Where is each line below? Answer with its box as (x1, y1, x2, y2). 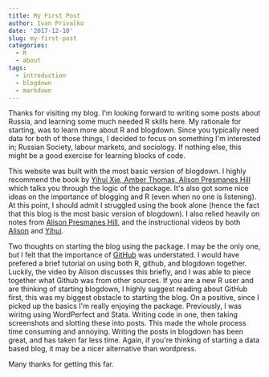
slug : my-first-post (8, 34, 78, 43)
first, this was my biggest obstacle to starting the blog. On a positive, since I (8, 293, 259, 302)
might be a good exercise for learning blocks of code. (8, 151, 186, 160)
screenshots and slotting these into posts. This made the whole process (8, 318, 247, 328)
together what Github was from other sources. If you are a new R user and (8, 276, 255, 286)
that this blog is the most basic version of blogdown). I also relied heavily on (8, 209, 260, 219)
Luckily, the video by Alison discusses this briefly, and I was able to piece (8, 267, 251, 277)
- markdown (15, 86, 52, 95)
